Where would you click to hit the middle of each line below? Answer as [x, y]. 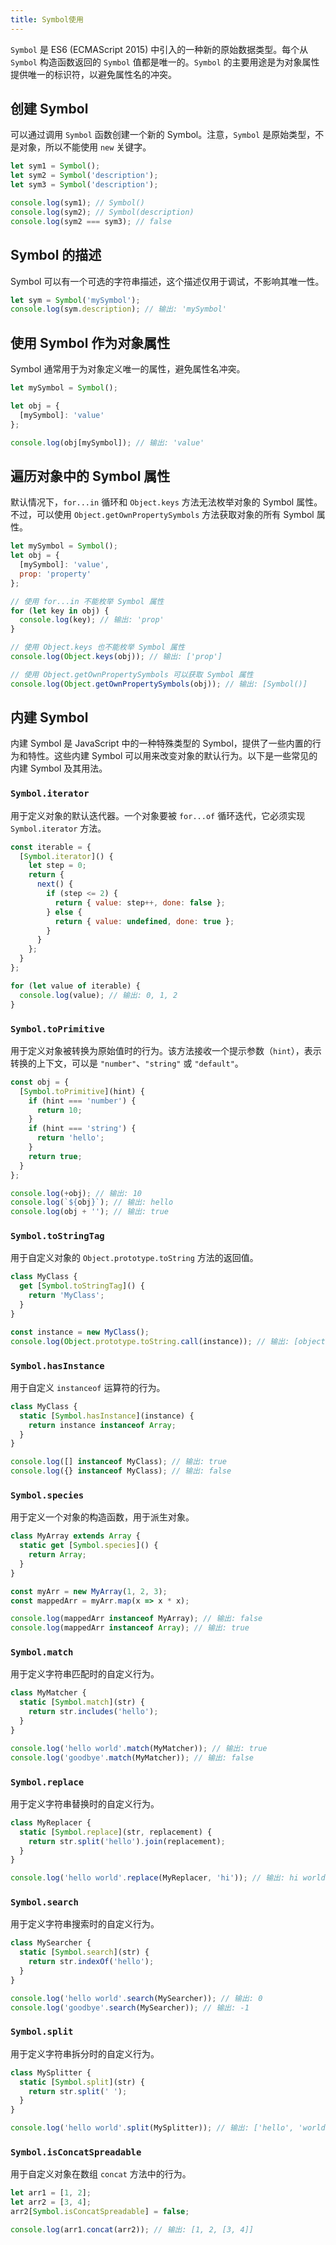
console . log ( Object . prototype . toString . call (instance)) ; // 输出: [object [168, 1341]
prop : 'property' [55, 574]
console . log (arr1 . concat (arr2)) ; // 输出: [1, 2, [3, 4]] [132, 2230]
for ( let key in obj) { [60, 611]
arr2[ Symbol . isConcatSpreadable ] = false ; [100, 2212]
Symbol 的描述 [56, 255]
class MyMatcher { [48, 1693]
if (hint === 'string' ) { [82, 1129]
